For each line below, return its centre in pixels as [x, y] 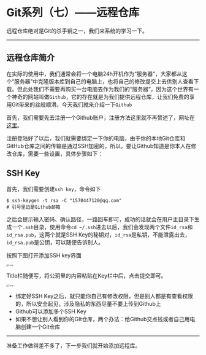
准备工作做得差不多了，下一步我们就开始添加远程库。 [74, 346]
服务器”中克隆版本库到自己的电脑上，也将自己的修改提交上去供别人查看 [104, 81]
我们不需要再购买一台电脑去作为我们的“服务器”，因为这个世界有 [113, 89]
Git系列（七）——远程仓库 [73, 13]
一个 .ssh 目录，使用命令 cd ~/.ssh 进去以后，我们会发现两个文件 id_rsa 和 [102, 227]
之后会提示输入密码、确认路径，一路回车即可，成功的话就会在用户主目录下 [100, 219]
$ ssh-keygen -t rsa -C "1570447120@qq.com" [64, 200]
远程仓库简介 [31, 58]
